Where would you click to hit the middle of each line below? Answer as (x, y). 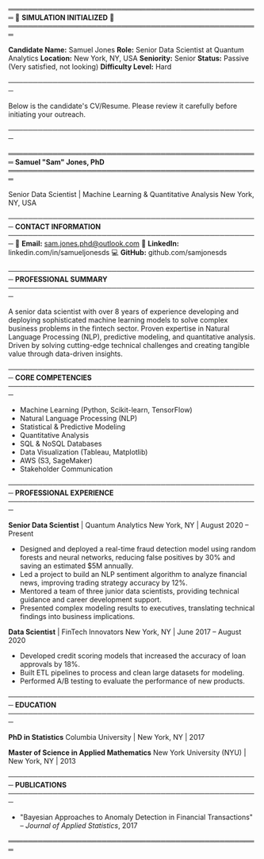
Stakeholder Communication (66, 469)
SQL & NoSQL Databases (61, 443)
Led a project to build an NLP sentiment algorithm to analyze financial (133, 574)
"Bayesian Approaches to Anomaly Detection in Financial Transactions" (136, 817)
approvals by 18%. (50, 664)
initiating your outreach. (47, 114)
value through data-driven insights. (65, 354)
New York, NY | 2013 (42, 761)
